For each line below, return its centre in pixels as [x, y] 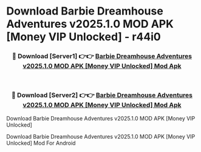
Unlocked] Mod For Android [41, 143]
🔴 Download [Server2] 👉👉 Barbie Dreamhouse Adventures [102, 95]
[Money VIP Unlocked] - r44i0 [83, 37]
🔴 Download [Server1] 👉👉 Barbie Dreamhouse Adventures [102, 56]
